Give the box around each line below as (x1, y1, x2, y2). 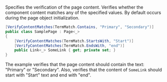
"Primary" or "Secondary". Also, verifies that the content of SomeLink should (5, 67, 162, 73)
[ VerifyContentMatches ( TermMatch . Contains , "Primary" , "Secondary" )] (5, 24, 154, 29)
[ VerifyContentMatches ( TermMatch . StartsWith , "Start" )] (14, 38, 134, 43)
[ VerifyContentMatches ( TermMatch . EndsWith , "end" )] (14, 43, 125, 48)
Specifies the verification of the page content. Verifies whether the (5, 4, 143, 10)
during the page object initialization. (5, 15, 79, 20)
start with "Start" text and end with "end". (5, 72, 92, 78)
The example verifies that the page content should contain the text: (5, 61, 145, 67)
